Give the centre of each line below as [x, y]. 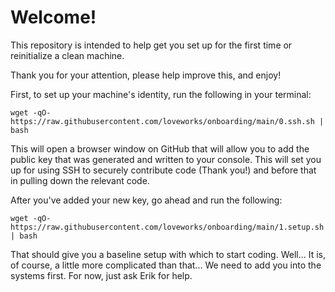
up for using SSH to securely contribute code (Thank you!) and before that [163, 170]
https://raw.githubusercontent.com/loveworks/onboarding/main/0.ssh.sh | [167, 121]
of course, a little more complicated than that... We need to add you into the [166, 265]
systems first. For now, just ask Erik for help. [101, 275]
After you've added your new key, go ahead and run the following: [146, 200]
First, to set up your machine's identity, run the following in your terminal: [161, 94]
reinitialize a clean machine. [67, 55]
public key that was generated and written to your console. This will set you [166, 159]
